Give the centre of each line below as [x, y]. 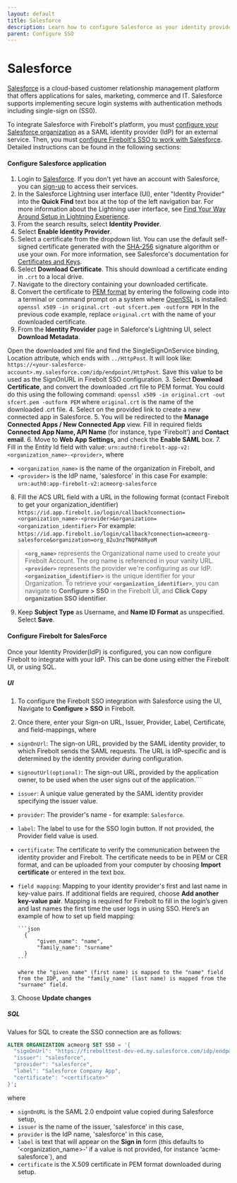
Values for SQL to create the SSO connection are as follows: [95, 1031]
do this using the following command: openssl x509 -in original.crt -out [116, 394]
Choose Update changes [54, 998]
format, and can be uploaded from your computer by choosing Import [119, 864]
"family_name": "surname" [74, 947]
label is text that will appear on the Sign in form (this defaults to [111, 1141]
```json [29, 929]
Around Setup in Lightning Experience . [74, 217]
